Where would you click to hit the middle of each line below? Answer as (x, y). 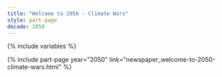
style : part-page (32, 20)
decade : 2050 (26, 26)
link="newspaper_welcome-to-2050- (162, 60)
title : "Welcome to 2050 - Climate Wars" (68, 14)
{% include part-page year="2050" (58, 60)
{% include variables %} (42, 46)
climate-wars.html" (34, 67)
